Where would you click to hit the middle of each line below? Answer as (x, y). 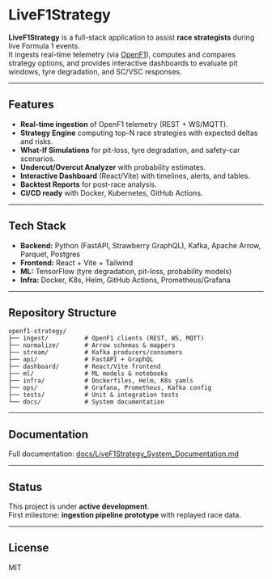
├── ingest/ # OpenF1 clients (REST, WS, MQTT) (106, 338)
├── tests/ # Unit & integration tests (94, 395)
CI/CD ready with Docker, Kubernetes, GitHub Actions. (111, 192)
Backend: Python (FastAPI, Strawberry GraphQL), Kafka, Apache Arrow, (140, 245)
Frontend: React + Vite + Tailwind (76, 262)
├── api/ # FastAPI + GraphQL (81, 360)
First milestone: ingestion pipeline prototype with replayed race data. (125, 515)
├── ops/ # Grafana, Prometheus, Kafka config (110, 388)
